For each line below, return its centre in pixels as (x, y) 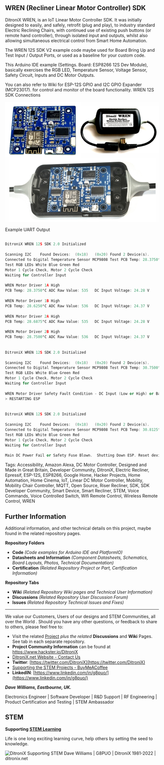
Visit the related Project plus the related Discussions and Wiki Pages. (82, 637)
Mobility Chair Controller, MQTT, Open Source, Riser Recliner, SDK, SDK (77, 486)
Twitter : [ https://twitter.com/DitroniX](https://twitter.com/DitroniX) (79, 662)
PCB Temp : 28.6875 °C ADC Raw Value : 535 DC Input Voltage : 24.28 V (77, 321)
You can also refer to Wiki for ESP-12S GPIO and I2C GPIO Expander (73, 85)
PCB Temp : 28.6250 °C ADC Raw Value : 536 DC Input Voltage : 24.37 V (77, 306)
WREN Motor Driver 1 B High (32, 301)
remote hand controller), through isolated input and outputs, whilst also (76, 35)
